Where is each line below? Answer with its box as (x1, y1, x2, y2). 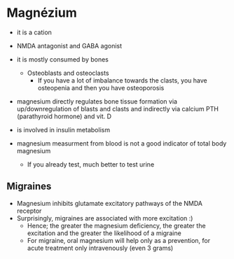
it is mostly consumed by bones (16, 55, 109, 64)
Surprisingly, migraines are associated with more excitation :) (16, 213, 193, 222)
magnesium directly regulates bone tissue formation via (16, 97, 178, 106)
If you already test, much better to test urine (27, 160, 155, 169)
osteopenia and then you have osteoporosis (37, 83, 165, 92)
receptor (16, 206, 42, 215)
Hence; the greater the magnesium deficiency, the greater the (27, 221, 206, 230)
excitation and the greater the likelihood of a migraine (27, 229, 181, 237)
